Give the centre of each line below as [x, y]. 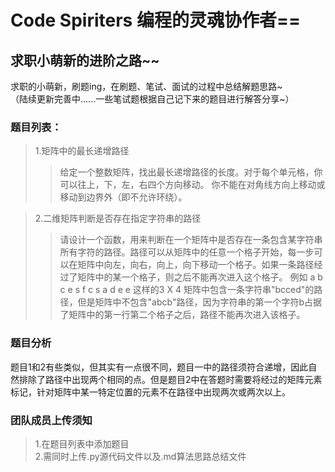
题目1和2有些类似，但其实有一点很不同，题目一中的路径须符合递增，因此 [159, 367]
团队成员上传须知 [51, 420]
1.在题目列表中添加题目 [82, 443]
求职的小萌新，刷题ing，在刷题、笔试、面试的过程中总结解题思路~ [146, 86]
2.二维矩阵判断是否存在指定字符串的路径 [118, 218]
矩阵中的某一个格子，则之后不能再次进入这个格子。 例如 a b [200, 277]
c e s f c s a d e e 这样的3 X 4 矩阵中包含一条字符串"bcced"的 [187, 290]
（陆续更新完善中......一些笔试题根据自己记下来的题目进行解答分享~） [152, 99]
